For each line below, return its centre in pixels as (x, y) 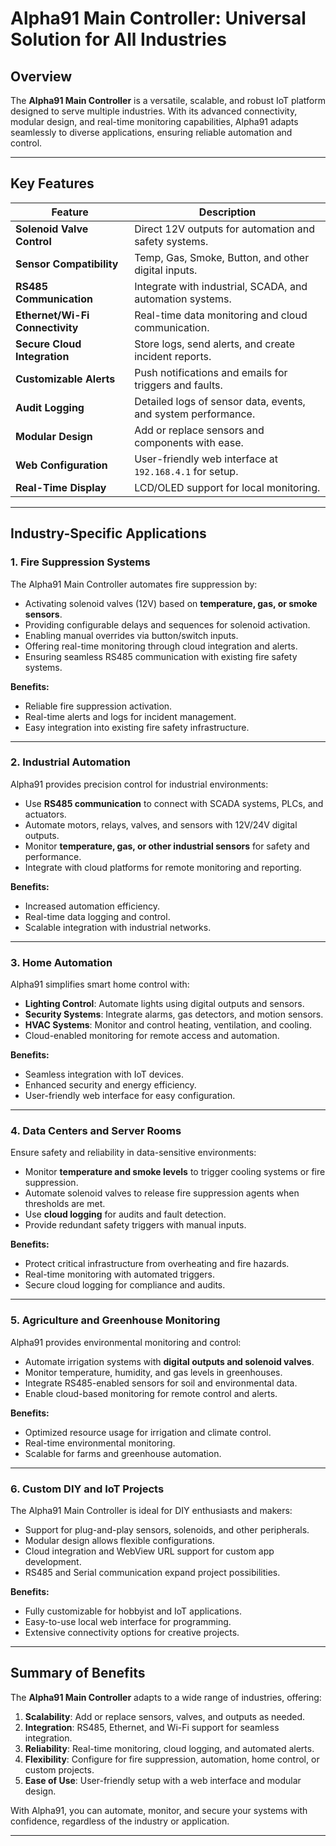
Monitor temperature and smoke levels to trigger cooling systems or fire (175, 1172)
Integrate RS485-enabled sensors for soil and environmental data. (161, 1383)
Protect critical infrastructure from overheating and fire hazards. (157, 1264)
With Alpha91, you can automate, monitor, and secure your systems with (159, 1810)
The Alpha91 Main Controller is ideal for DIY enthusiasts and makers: (151, 1510)
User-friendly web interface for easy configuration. (130, 1096)
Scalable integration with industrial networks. (118, 927)
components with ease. (189, 442)
